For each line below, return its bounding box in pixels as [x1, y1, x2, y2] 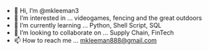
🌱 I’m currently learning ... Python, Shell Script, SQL [13, 21, 162, 29]
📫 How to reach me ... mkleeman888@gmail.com [13, 37, 157, 44]
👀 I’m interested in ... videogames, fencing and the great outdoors [13, 14, 202, 22]
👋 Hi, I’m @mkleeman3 [13, 7, 79, 14]
